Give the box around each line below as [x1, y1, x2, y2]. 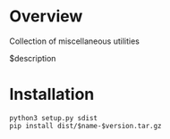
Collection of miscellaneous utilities [9, 36, 140, 46]
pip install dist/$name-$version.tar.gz [9, 121, 163, 130]
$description [9, 53, 56, 63]
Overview [9, 6, 83, 27]
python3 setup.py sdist [9, 113, 98, 122]
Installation [9, 85, 95, 104]
